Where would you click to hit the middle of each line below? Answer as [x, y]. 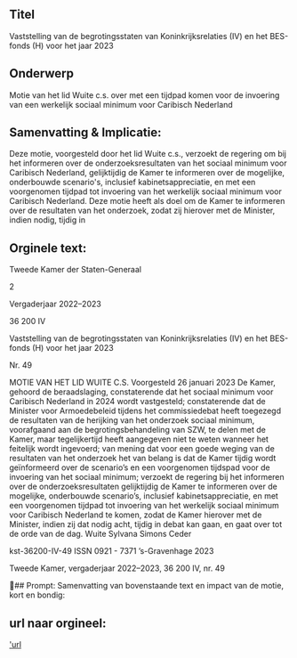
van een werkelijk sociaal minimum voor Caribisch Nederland [121, 104]
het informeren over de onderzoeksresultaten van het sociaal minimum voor [148, 163]
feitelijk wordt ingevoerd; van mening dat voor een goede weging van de [142, 449]
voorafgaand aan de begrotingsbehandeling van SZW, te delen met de [138, 430]
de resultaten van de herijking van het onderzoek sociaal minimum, [132, 420]
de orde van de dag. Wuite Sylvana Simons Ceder [100, 534]
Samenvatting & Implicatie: [85, 133]
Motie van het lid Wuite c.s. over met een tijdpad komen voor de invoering [144, 95]
